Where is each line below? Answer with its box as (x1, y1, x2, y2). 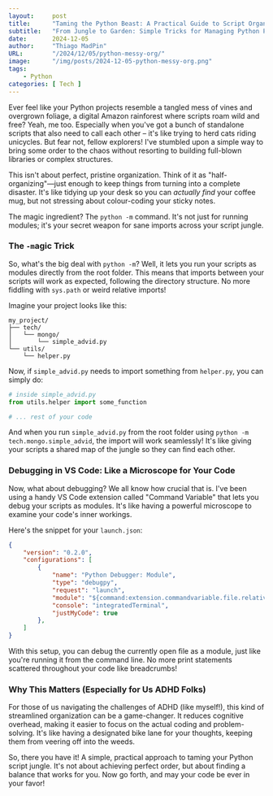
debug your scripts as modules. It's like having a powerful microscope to (8, 501, 252, 511)
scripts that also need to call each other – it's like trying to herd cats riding (8, 128, 257, 138)
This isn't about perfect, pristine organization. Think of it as (8, 170, 207, 180)
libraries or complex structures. (8, 154, 114, 163)
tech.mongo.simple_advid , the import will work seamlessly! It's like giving (8, 436, 252, 446)
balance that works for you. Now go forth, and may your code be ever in (8, 770, 250, 780)
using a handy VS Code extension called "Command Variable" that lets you (8, 492, 259, 502)
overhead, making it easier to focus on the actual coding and (8, 720, 212, 729)
